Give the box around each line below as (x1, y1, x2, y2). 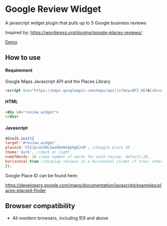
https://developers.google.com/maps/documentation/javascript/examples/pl (5, 182, 162, 188)
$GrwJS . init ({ (5, 136, 35, 141)
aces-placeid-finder (5, 187, 46, 193)
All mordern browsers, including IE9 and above (12, 215, 108, 221)
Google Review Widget (5, 3, 101, 15)
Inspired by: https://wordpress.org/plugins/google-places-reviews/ (5, 29, 143, 35)
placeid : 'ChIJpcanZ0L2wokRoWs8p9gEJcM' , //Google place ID (5, 145, 130, 150)
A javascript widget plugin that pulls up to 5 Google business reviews (5, 20, 147, 26)
